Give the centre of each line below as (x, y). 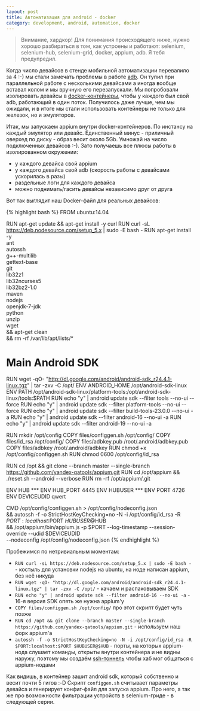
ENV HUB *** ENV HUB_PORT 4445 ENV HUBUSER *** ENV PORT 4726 (96, 490)
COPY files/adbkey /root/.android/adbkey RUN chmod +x (76, 448)
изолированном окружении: (42, 152)
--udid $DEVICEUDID (54, 534)
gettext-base (22, 262)
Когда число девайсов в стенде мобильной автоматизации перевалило (98, 71)
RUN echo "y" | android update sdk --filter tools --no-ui (119, 398)
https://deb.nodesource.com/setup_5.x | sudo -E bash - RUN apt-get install (99, 230)
